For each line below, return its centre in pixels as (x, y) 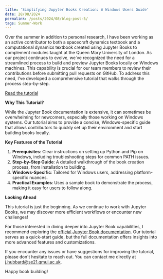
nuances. (38, 178)
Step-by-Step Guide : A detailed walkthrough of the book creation (78, 162)
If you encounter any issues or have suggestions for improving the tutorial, (80, 252)
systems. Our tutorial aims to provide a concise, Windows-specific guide (78, 122)
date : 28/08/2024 (23, 14)
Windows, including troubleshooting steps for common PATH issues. (81, 157)
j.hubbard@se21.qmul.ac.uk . (34, 262)
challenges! (17, 217)
